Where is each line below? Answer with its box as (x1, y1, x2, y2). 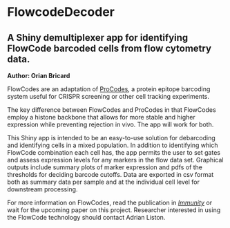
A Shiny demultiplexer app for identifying (7, 32, 189, 44)
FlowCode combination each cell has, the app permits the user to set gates (7, 149, 221, 156)
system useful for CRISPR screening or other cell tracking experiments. (7, 93, 209, 100)
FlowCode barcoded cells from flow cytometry (7, 42, 212, 54)
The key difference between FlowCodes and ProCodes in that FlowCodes (7, 106, 216, 114)
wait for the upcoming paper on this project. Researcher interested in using (7, 206, 221, 214)
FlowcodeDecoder (7, 4, 115, 20)
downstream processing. (7, 185, 78, 193)
